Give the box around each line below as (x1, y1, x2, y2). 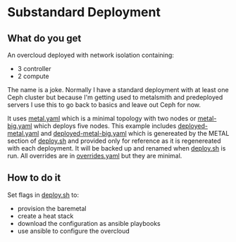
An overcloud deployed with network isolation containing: (7, 51, 175, 59)
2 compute (17, 72, 49, 80)
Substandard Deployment (7, 4, 161, 20)
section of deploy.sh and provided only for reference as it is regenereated (7, 136, 221, 145)
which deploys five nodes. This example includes (33, 122, 177, 130)
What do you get (7, 32, 82, 44)
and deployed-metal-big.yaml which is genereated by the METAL (40, 129, 230, 137)
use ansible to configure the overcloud (17, 227, 130, 235)
